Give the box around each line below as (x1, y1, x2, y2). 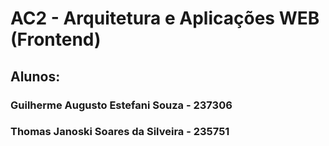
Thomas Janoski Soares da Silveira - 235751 (10, 125, 230, 139)
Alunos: (10, 68, 61, 85)
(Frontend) (10, 28, 102, 51)
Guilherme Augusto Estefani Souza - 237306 (10, 98, 233, 112)
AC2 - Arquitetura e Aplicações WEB (10, 7, 320, 30)
